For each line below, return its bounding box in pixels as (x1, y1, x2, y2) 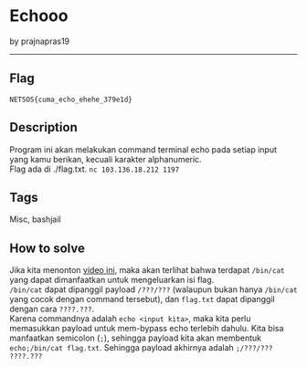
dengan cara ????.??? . (9, 303, 95, 315)
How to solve (9, 240, 85, 256)
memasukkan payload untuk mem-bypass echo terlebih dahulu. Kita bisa (9, 323, 284, 334)
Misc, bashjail (9, 214, 61, 225)
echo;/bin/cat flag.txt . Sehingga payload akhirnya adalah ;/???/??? (9, 342, 273, 353)
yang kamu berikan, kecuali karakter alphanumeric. (9, 153, 203, 164)
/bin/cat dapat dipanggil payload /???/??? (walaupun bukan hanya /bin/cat (9, 284, 298, 295)
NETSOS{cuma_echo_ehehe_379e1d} (9, 95, 132, 104)
